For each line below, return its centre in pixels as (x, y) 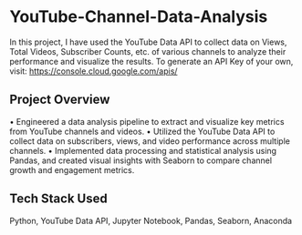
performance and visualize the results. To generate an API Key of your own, (151, 61)
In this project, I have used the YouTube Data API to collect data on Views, (148, 42)
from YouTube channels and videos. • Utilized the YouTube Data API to (142, 131)
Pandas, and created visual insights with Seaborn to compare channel (141, 160)
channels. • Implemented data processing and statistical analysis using (143, 150)
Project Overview (60, 100)
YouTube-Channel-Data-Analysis (139, 17)
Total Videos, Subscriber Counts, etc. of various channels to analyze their (148, 51)
